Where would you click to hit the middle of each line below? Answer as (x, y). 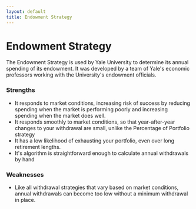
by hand (24, 159)
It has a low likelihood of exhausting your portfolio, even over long (94, 140)
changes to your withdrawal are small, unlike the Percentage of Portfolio (102, 128)
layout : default (26, 11)
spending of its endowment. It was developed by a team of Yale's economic (98, 69)
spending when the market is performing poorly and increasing (91, 109)
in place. (25, 200)
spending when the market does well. (60, 115)
